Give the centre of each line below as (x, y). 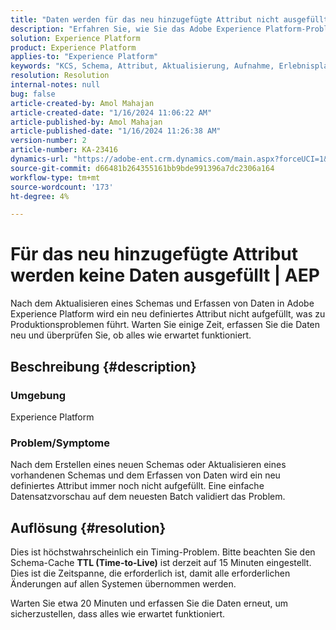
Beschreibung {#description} (103, 366)
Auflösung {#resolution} (88, 527)
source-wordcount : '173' (62, 187)
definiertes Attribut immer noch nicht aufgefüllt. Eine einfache (137, 486)
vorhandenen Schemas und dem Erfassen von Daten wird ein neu (145, 475)
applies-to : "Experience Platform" (84, 57)
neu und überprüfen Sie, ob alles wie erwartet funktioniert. (131, 335)
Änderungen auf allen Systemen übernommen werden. (123, 583)
